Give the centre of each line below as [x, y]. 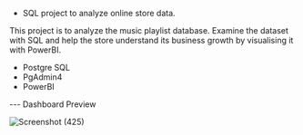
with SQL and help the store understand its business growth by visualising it [151, 40]
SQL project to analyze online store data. [99, 13]
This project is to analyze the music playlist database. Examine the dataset [149, 30]
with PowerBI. [35, 50]
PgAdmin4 [42, 77]
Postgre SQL [46, 67]
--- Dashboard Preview [53, 104]
